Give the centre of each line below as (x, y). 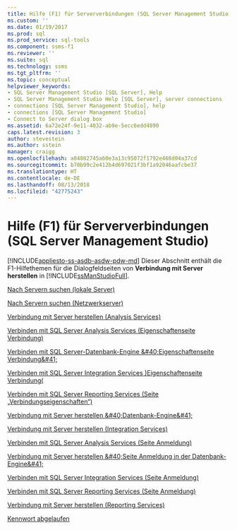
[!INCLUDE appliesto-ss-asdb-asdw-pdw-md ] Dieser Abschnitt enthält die (115, 261)
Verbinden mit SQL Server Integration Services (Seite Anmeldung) (103, 478)
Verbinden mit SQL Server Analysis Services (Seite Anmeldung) (100, 443)
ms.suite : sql (28, 60)
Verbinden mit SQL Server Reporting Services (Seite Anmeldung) (102, 491)
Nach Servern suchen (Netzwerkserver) (65, 303)
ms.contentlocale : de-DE (44, 178)
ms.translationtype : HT (42, 171)
